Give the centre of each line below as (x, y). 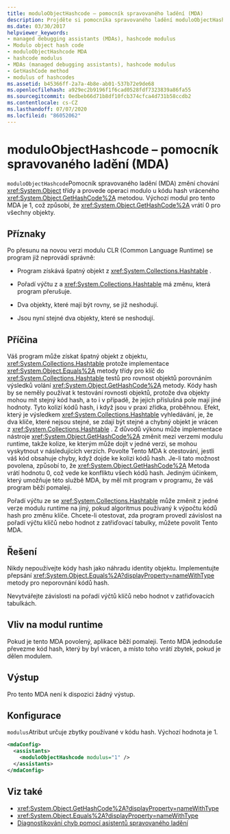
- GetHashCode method (38, 71)
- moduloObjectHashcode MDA (47, 52)
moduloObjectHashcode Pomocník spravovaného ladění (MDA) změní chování (113, 183)
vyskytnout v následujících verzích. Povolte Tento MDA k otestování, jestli (111, 451)
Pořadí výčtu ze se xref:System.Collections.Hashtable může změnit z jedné (113, 501)
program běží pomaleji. (39, 487)
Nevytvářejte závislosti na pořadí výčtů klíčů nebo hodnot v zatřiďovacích (111, 596)
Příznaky (27, 234)
